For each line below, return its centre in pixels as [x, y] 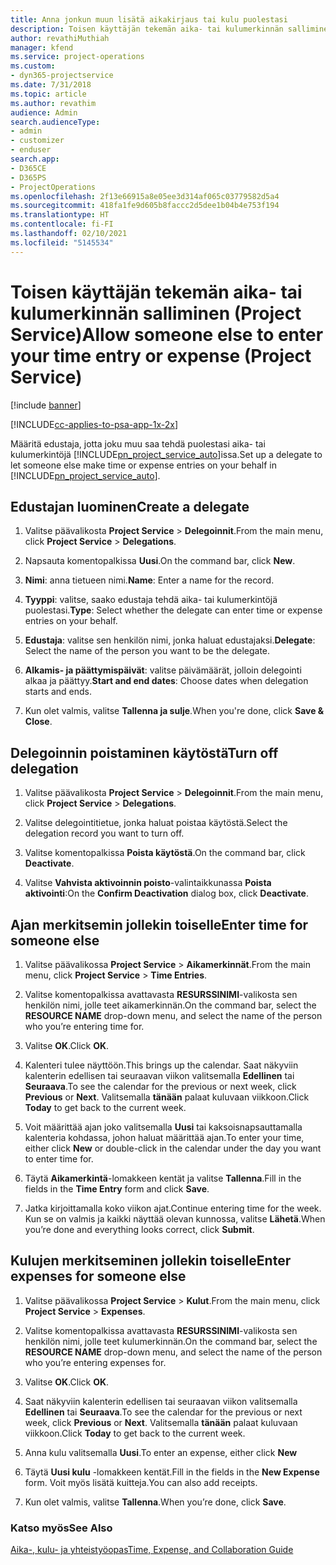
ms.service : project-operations [77, 57]
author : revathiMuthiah [60, 38]
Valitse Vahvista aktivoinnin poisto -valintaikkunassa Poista [148, 883]
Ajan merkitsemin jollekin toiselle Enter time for [159, 924]
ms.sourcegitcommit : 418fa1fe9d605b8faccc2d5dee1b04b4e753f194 [145, 206]
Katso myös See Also [61, 1528]
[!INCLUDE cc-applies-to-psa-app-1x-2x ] [94, 424]
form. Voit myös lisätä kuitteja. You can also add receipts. [141, 1482]
